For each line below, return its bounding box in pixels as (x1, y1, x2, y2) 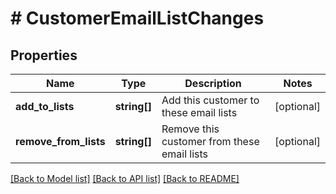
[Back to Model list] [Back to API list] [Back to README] (10, 173, 240, 184)
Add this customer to (161, 93, 260, 107)
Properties (10, 47, 78, 64)
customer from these (161, 135, 260, 148)
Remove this (161, 122, 220, 136)
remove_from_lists (15, 135, 106, 148)
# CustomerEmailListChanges (10, 7, 265, 30)
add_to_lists (15, 100, 75, 113)
